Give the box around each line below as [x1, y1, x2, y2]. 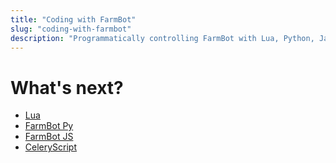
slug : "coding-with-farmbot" [10, 24, 132, 34]
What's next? [10, 76, 124, 99]
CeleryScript [24, 141, 78, 153]
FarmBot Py [24, 120, 74, 132]
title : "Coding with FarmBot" [10, 14, 137, 25]
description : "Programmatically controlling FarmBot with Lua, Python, [10, 33, 315, 43]
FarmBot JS [24, 131, 74, 143]
